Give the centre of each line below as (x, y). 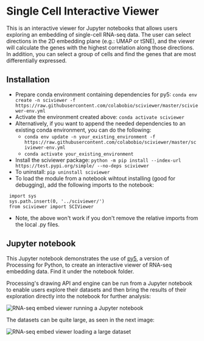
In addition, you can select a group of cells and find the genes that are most (101, 54)
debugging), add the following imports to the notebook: (84, 185)
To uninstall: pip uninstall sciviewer (62, 171)
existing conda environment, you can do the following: (83, 130)
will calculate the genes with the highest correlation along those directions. (100, 48)
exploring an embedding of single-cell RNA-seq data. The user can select (99, 34)
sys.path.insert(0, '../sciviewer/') (57, 201)
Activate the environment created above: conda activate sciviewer (100, 117)
